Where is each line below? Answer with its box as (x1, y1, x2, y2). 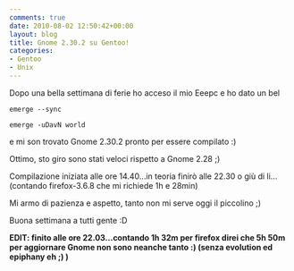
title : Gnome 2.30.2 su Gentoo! (9, 38, 130, 47)
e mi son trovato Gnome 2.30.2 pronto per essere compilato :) (9, 136, 237, 147)
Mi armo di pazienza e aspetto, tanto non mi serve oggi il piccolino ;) (9, 198, 262, 208)
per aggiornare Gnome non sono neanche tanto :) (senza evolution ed (9, 241, 273, 252)
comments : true (9, 13, 66, 22)
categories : (9, 47, 54, 55)
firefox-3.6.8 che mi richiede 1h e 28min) (48, 180, 198, 191)
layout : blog (9, 30, 58, 38)
